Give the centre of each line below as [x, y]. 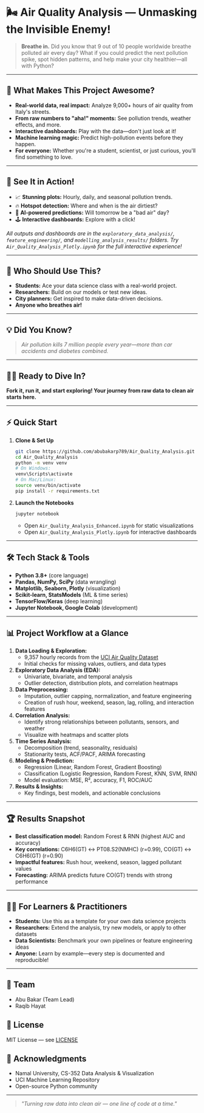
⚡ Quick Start [32, 423]
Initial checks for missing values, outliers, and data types [95, 664]
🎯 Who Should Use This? [54, 271]
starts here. [21, 397]
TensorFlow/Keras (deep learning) [59, 601]
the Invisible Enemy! [59, 30]
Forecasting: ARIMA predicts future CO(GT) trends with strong [93, 875]
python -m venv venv [41, 463]
